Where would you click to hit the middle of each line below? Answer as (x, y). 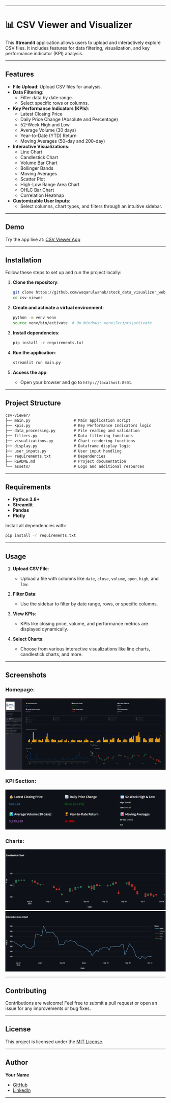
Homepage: (20, 690)
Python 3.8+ (26, 500)
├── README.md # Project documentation (66, 462)
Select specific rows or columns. (54, 103)
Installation (23, 260)
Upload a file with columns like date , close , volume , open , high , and (89, 578)
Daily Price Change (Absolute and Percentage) (69, 119)
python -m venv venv (34, 318)
